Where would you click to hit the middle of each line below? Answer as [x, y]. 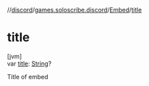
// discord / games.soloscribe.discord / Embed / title [74, 10]
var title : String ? [29, 63]
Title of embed [28, 76]
